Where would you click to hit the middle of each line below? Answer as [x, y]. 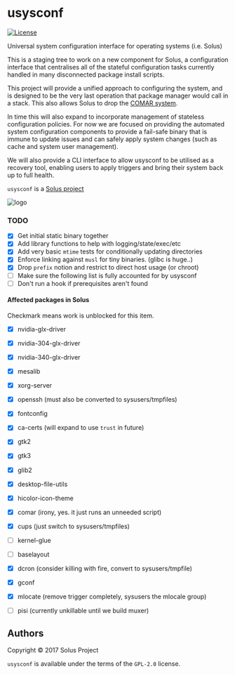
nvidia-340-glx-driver [49, 357]
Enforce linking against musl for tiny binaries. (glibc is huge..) [105, 260]
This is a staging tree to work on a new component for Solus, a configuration [118, 59]
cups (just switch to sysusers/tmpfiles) [73, 526]
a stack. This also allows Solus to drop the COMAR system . [93, 103]
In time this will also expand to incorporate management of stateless [106, 117]
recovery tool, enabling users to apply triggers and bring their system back [115, 167]
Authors [26, 633]
